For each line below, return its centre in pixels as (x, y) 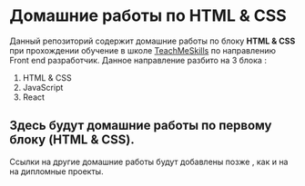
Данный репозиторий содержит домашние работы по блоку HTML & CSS (152, 41)
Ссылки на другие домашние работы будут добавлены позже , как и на (149, 162)
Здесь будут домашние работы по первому (141, 126)
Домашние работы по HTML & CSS (148, 16)
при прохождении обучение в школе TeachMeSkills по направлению (142, 50)
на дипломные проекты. (56, 171)
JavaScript (43, 87)
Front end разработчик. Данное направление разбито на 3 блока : (138, 60)
